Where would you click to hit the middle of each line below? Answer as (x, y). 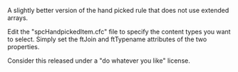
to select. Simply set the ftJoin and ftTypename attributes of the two (107, 39)
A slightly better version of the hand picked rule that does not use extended (118, 10)
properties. (24, 47)
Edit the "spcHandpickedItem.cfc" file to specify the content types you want (119, 32)
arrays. (18, 18)
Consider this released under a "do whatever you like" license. (99, 61)
